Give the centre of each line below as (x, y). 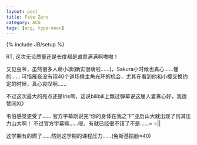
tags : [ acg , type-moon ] (35, 28)
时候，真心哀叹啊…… (41, 84)
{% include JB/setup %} (35, 45)
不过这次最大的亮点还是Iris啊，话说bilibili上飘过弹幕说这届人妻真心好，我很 (96, 96)
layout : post (22, 11)
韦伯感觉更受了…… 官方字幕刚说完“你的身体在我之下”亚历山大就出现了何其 (96, 116)
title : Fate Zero (27, 17)
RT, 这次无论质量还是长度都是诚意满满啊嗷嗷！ (62, 57)
